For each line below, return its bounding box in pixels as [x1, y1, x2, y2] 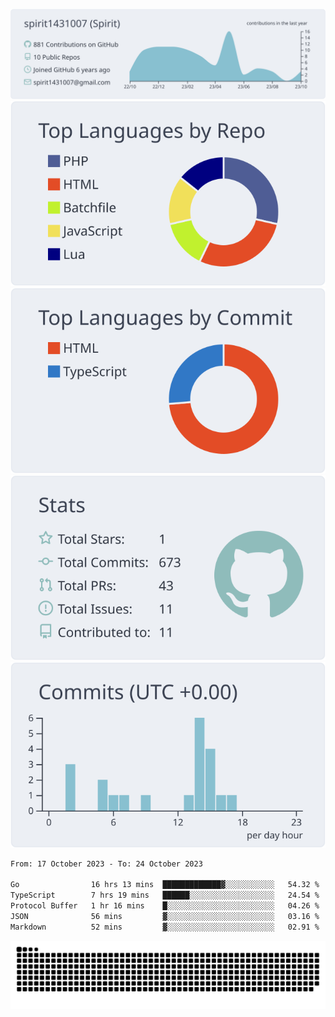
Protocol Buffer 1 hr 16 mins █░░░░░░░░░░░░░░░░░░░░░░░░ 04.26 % [10, 901, 320, 911]
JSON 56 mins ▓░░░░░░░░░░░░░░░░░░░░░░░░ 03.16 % [10, 911, 320, 921]
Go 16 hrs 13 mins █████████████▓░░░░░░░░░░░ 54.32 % [10, 880, 320, 890]
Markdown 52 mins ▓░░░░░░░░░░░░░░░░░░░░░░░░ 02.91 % [10, 922, 320, 932]
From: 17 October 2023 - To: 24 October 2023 [10, 859, 203, 869]
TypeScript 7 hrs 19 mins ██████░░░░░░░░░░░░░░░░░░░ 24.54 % [10, 890, 320, 901]
